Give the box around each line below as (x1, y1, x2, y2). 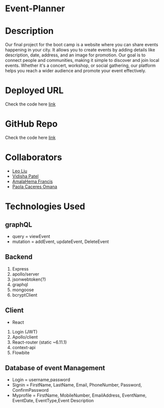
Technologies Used (5, 201, 86, 212)
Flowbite (12, 350, 30, 355)
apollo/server (12, 271, 39, 277)
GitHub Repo (5, 118, 58, 130)
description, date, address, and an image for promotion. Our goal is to (5, 52, 146, 58)
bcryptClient (12, 292, 38, 298)
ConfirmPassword (12, 387, 49, 393)
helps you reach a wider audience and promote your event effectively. (5, 68, 146, 74)
